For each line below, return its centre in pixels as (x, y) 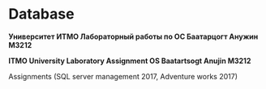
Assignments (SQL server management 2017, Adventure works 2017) (123, 76)
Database (41, 14)
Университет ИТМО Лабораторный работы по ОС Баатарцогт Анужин (133, 36)
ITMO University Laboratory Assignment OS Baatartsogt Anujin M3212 (130, 61)
